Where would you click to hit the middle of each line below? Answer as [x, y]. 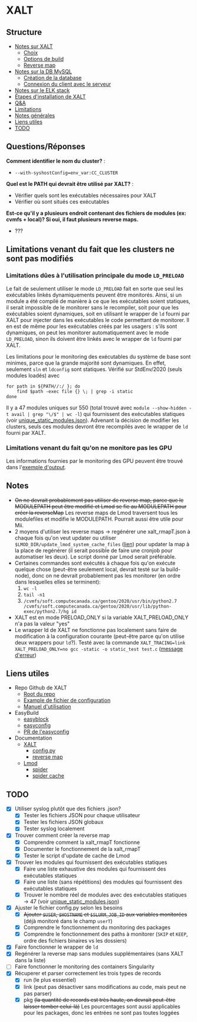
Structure [24, 32]
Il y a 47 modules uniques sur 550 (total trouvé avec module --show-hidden [96, 407]
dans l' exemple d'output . [36, 467]
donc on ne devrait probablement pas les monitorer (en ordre [106, 575]
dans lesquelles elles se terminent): [58, 582]
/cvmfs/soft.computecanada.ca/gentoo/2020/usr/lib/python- [98, 606]
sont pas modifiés [40, 259]
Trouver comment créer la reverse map [62, 836]
